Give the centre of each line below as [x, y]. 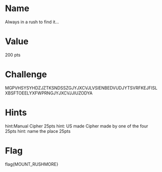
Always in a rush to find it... [32, 22]
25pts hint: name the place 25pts [38, 131]
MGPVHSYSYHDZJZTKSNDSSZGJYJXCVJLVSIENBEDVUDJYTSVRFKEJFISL [81, 88]
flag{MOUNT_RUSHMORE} [32, 164]
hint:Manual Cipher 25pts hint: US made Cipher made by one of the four [77, 126]
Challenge [26, 74]
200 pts [13, 55]
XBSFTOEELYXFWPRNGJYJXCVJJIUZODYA [49, 93]
